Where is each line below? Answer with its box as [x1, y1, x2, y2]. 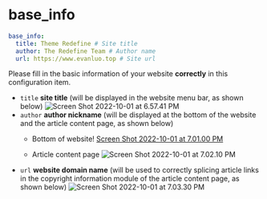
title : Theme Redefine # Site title [15, 39, 138, 47]
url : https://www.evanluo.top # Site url [15, 55, 156, 63]
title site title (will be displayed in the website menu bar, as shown [19, 93, 244, 103]
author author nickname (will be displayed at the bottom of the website [19, 110, 257, 120]
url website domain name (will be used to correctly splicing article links [19, 165, 259, 175]
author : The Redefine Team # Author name [15, 47, 156, 55]
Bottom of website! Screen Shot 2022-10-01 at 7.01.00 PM [31, 134, 224, 144]
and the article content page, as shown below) [19, 119, 174, 128]
